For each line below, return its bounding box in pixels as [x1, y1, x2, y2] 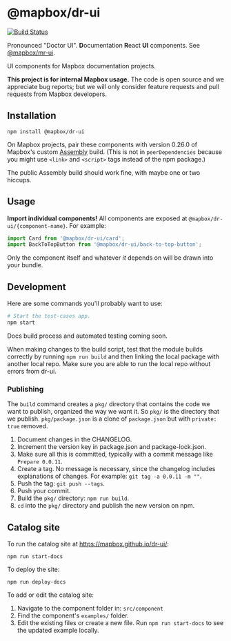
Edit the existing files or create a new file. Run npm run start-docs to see [17, 618, 224, 626]
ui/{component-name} [7, 222, 67, 229]
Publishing [7, 384, 44, 394]
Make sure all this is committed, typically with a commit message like [17, 450, 214, 459]
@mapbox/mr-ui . [7, 48, 55, 57]
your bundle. [7, 261, 43, 269]
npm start [7, 319, 36, 326]
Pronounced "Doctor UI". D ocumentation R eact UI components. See [7, 41, 200, 49]
